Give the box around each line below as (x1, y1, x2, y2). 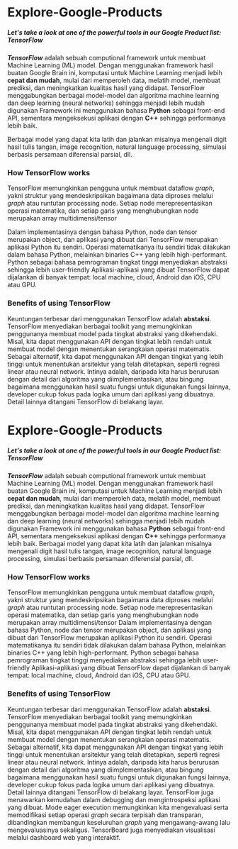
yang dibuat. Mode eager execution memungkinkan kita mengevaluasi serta (7, 803, 229, 811)
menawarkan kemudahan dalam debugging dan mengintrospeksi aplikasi (7, 795, 221, 804)
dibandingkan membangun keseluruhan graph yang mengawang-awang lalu (7, 818, 230, 826)
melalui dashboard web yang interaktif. (7, 833, 121, 841)
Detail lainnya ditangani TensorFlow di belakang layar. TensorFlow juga (7, 788, 214, 797)
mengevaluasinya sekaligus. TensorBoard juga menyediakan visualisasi (7, 826, 216, 834)
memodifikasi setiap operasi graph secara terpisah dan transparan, (7, 810, 203, 819)
